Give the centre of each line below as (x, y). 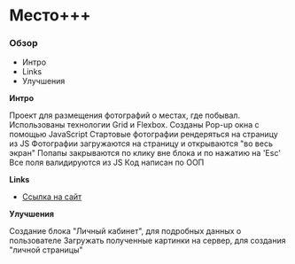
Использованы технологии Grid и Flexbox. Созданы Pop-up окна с (134, 125)
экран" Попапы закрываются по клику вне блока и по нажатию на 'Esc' (145, 153)
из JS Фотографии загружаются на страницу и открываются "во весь (141, 144)
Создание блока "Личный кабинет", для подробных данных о (125, 231)
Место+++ (50, 16)
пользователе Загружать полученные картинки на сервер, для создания (147, 241)
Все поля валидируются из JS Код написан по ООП (107, 163)
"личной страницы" (46, 250)
